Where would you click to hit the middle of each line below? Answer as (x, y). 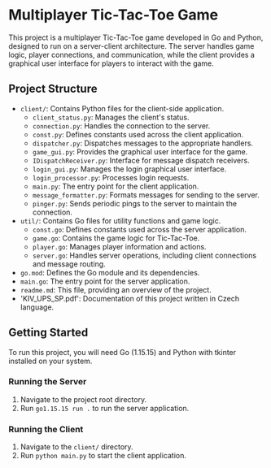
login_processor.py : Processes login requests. (111, 177)
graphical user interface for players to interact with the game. (111, 63)
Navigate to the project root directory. (83, 399)
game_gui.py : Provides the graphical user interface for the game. (140, 151)
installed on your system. (50, 361)
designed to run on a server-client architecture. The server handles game (131, 45)
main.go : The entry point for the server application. (105, 281)
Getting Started (48, 333)
